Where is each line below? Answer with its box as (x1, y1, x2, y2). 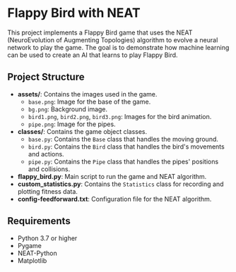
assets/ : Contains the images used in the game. (17, 89, 158, 98)
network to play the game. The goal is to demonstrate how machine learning (7, 43, 230, 51)
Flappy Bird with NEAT (7, 5, 141, 21)
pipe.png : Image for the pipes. (28, 120, 116, 128)
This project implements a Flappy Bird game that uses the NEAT (7, 28, 193, 37)
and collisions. (28, 164, 71, 173)
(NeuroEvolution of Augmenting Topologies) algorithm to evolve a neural (7, 35, 218, 44)
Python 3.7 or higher (17, 234, 78, 242)
